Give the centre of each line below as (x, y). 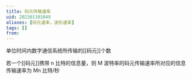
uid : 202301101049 (28, 17)
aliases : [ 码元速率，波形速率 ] (40, 22)
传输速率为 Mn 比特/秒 (33, 70)
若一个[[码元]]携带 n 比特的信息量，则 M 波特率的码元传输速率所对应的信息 (96, 63)
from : (13, 33)
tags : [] (17, 28)
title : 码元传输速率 (28, 11)
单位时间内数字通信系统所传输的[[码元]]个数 (59, 51)
